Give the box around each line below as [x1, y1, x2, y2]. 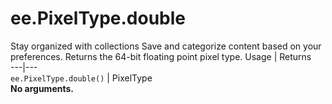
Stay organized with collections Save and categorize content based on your [10, 40, 322, 52]
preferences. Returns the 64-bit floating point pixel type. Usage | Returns [10, 50, 312, 62]
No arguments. [10, 82, 74, 94]
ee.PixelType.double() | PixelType [10, 72, 153, 84]
